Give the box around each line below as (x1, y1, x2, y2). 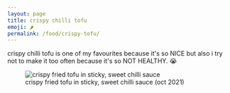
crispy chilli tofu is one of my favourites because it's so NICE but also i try (7, 49, 223, 58)
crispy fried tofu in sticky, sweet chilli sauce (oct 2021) (25, 78, 185, 87)
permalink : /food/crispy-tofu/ (7, 30, 100, 37)
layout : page (7, 10, 46, 18)
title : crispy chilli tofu (7, 17, 87, 24)
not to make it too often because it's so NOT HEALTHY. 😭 (7, 57, 177, 66)
